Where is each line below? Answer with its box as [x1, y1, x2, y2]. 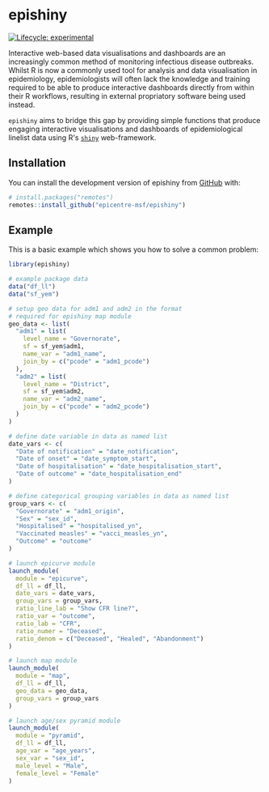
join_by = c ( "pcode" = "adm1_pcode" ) [23, 357, 150, 365]
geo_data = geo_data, [15, 687, 89, 695]
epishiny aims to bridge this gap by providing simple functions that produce [8, 115, 261, 125]
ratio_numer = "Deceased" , [15, 627, 107, 635]
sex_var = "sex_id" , [15, 754, 85, 762]
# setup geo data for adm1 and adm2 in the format [8, 304, 183, 313]
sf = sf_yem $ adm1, [23, 343, 85, 351]
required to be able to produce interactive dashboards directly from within [8, 83, 254, 92]
